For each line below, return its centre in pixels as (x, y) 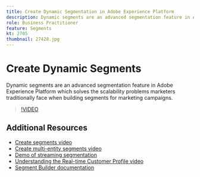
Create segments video (43, 142)
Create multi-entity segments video (58, 148)
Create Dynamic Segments (74, 69)
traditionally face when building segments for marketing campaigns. (90, 97)
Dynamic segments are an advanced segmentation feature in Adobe (90, 85)
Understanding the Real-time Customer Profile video (79, 161)
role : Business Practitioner (42, 23)
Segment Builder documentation (54, 167)
